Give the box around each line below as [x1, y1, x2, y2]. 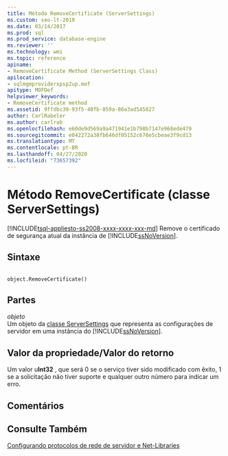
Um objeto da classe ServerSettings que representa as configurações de [7, 320, 214, 328]
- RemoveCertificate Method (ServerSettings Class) [7, 67, 158, 74]
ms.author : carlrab [7, 118, 63, 126]
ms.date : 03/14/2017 [7, 23, 67, 30]
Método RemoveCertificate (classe [7, 186, 211, 202]
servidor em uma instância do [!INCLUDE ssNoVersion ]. [7, 327, 163, 336]
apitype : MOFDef [7, 87, 54, 94]
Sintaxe [7, 252, 41, 263]
